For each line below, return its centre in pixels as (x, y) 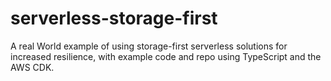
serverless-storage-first (114, 18)
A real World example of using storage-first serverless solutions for (149, 46)
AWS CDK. (32, 67)
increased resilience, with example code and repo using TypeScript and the (166, 56)
